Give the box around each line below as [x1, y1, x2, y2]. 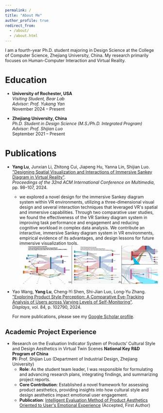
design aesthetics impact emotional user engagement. [19, 392, 128, 398]
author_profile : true [5, 18, 49, 23]
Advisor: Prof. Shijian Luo [12, 126, 63, 131]
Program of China [12, 351, 49, 357]
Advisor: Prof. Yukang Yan [12, 101, 65, 107]
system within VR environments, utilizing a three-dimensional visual [19, 199, 154, 205]
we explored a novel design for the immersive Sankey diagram [19, 194, 144, 200]
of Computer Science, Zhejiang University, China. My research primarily [5, 52, 149, 58]
